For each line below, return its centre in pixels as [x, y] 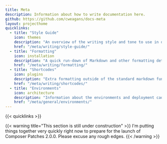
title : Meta [17, 10]
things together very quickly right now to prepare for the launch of [73, 131]
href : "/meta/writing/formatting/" [51, 65]
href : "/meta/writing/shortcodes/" [51, 83]
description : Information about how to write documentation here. [75, 14]
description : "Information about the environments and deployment [84, 97]
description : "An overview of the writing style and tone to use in [86, 42]
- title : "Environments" [35, 88]
